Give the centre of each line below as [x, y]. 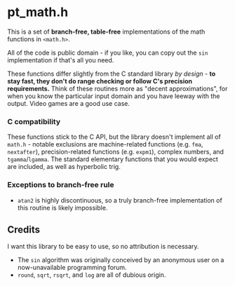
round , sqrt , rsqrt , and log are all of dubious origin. [92, 275]
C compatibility [34, 121]
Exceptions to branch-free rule [61, 185]
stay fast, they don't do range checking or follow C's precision [100, 81]
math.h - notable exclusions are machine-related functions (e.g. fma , [105, 144]
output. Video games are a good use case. [69, 103]
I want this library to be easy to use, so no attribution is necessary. [103, 247]
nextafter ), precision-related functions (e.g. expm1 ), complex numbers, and [116, 152]
